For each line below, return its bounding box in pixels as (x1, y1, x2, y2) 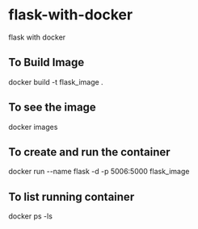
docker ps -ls (8, 211, 53, 221)
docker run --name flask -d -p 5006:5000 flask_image (8, 167, 190, 177)
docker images (8, 122, 58, 131)
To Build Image (8, 56, 85, 69)
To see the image (8, 101, 97, 114)
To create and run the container (8, 145, 171, 159)
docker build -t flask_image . (8, 77, 103, 86)
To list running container (8, 189, 135, 203)
